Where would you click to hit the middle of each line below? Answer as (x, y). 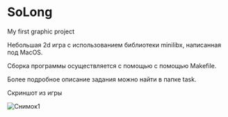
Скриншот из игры (35, 93)
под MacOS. (25, 52)
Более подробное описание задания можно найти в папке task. (102, 79)
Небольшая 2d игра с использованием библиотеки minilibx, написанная (114, 45)
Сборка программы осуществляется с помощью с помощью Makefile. (112, 65)
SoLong (30, 12)
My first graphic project (41, 31)
